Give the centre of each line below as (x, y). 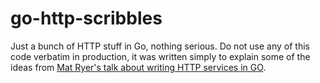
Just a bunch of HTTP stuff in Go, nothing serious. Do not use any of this (160, 46)
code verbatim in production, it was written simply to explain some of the (160, 56)
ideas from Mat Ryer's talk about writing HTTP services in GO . (138, 67)
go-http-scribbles (86, 18)
